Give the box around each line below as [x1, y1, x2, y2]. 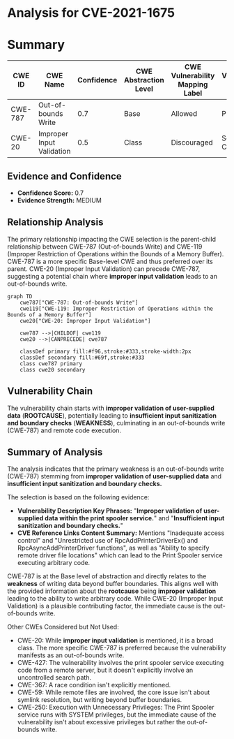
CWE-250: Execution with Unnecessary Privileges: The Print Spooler [17, 703, 214, 712]
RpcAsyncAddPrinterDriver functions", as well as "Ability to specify [17, 543, 210, 553]
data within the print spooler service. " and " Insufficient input [45, 514, 225, 522]
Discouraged [171, 138, 214, 147]
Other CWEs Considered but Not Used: [7, 623, 120, 631]
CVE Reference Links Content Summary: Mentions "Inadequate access [17, 529, 225, 537]
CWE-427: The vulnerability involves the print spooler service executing [17, 659, 224, 667]
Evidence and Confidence [7, 170, 122, 182]
